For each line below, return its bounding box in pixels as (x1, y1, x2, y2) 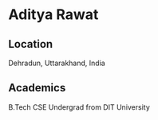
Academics (8, 81, 66, 95)
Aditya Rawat (8, 6, 99, 24)
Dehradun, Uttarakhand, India (8, 58, 105, 68)
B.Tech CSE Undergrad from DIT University (8, 102, 150, 112)
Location (8, 37, 53, 51)
